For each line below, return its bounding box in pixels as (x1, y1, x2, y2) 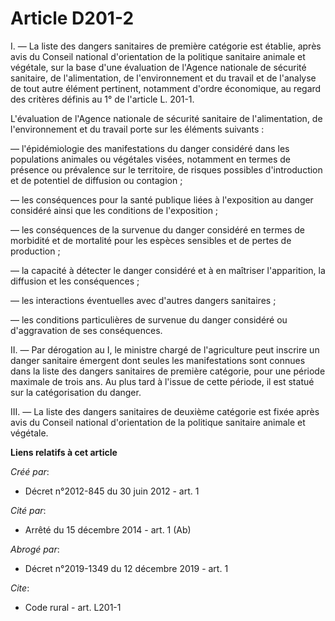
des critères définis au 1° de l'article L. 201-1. (10, 93, 195, 105)
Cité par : (10, 504, 47, 516)
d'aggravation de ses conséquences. (10, 324, 163, 336)
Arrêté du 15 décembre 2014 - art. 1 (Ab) (24, 523, 192, 536)
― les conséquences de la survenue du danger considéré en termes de (10, 223, 305, 236)
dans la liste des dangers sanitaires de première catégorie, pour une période (10, 365, 326, 377)
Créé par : (10, 465, 50, 477)
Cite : (10, 582, 30, 594)
